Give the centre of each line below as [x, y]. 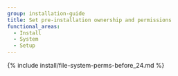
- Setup [25, 46]
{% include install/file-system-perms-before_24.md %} [86, 65]
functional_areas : [34, 26]
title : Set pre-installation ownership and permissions [89, 20]
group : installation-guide [46, 13]
